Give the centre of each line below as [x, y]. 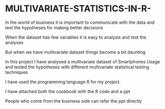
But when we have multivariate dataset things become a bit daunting [75, 52]
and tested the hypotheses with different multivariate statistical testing [77, 67]
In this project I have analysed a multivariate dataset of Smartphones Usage [83, 61]
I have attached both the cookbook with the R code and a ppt [68, 91]
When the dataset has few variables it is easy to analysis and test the [76, 37]
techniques [17, 72]
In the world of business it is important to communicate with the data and [80, 22]
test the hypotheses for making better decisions [54, 27]
